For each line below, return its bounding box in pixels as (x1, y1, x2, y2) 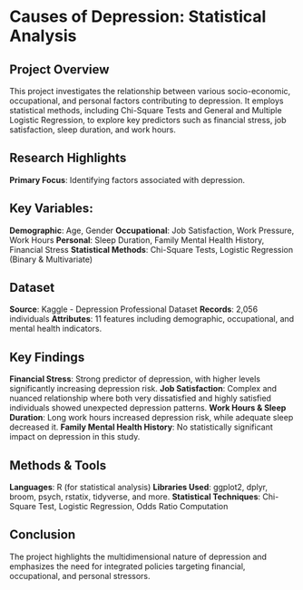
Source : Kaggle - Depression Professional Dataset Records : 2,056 (9, 304, 259, 314)
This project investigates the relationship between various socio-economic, (9, 86, 291, 96)
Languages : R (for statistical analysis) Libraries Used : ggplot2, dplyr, (9, 482, 268, 493)
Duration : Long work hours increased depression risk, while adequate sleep (9, 412, 294, 423)
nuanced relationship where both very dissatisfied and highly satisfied (9, 392, 272, 404)
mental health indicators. (9, 324, 103, 334)
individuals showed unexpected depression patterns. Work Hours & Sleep (9, 402, 287, 413)
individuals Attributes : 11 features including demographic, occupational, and (9, 314, 295, 324)
